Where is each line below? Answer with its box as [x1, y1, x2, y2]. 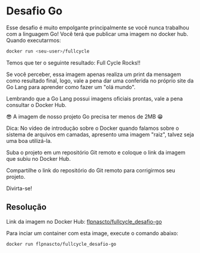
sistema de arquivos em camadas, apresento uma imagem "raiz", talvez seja [6, 130, 195, 138]
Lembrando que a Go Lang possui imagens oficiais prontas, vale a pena [6, 95, 183, 102]
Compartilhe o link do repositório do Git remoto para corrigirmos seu [6, 166, 175, 174]
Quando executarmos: [6, 36, 61, 44]
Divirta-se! [6, 184, 32, 192]
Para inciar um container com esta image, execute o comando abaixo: [6, 229, 178, 237]
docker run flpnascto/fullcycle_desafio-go [6, 241, 117, 247]
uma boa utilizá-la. [6, 137, 52, 144]
